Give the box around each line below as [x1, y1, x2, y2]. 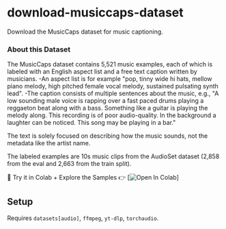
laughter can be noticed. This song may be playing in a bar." [7, 119, 176, 127]
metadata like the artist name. [7, 139, 91, 147]
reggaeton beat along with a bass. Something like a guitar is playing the [7, 104, 208, 112]
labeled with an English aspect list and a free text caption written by [7, 67, 198, 76]
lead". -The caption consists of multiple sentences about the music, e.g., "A [7, 89, 219, 97]
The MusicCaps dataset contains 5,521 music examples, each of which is [7, 60, 213, 69]
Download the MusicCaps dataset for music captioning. [7, 27, 164, 36]
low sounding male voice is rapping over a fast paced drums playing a [7, 97, 204, 105]
